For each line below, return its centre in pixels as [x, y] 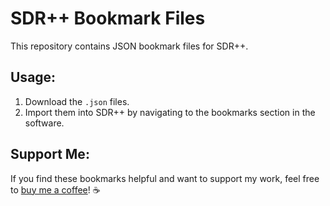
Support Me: [50, 154]
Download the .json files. [77, 101]
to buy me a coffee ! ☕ [55, 189]
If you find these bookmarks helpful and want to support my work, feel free [165, 178]
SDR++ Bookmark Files [108, 18]
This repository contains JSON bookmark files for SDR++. [129, 46]
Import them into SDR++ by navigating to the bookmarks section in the [170, 112]
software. [44, 123]
